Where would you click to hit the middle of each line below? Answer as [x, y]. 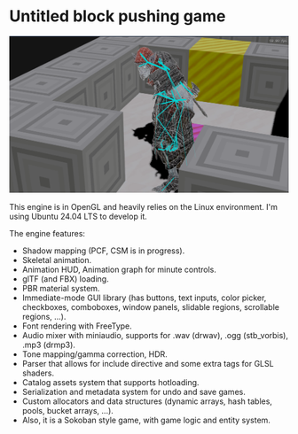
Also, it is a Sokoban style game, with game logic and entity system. [146, 420]
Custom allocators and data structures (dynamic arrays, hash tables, [147, 401]
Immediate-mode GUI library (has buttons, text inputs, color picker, [144, 298]
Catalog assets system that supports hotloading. [110, 382]
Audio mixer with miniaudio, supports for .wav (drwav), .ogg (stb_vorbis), [155, 335]
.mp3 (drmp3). [48, 345]
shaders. [38, 373]
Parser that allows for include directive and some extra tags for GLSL [148, 363]
